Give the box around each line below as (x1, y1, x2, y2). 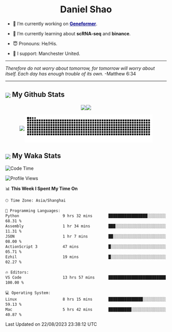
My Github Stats (12, 90, 65, 99)
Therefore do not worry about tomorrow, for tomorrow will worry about (5, 65, 155, 71)
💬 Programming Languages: (5, 208, 60, 213)
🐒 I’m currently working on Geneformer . (12, 21, 98, 27)
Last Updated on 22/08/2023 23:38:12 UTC (5, 321, 97, 327)
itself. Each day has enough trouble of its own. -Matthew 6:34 (5, 70, 137, 76)
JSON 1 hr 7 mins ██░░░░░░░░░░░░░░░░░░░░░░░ (5, 233, 166, 239)
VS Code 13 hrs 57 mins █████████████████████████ (5, 275, 166, 280)
